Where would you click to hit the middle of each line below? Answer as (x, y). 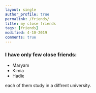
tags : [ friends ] (22, 28)
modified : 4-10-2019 (26, 33)
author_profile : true (27, 14)
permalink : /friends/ (27, 19)
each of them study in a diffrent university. (48, 86)
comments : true (21, 38)
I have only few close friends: (41, 54)
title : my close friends (31, 23)
